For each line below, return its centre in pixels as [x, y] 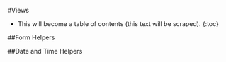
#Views [18, 10]
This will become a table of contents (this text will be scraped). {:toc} [118, 24]
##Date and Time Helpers [45, 51]
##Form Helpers [31, 37]
